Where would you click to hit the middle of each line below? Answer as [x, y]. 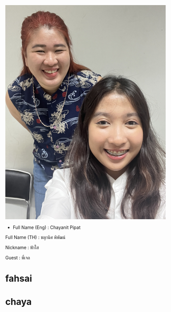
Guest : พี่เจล [18, 258]
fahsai [19, 279]
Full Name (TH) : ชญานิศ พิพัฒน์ [35, 237]
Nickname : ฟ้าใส [22, 248]
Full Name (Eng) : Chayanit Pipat [47, 227]
